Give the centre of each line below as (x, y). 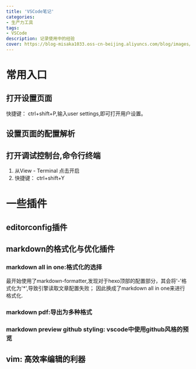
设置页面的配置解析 (41, 134)
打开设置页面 (29, 98)
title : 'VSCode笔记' (30, 11)
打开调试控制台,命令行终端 (53, 156)
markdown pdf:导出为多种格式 (49, 312)
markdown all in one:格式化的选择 (54, 267)
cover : (14, 45)
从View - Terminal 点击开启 (47, 171)
